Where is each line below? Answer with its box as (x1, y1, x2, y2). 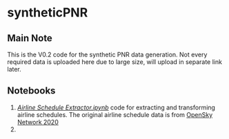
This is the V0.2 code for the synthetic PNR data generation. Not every (7, 50, 208, 58)
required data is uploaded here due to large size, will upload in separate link (7, 58, 223, 66)
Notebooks (7, 85, 56, 97)
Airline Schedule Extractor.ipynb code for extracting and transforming (17, 103, 216, 111)
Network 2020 (17, 118, 59, 126)
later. (7, 65, 22, 73)
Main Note (7, 32, 53, 44)
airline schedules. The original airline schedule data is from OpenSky (17, 110, 213, 118)
